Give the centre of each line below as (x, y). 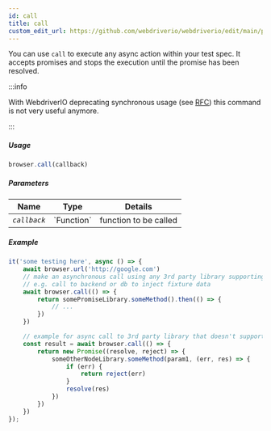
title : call (28, 23)
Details (138, 207)
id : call (23, 16)
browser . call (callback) (48, 165)
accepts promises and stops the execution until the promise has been (124, 62)
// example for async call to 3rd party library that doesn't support (144, 336)
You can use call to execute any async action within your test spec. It (124, 54)
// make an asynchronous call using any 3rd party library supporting (144, 277)
